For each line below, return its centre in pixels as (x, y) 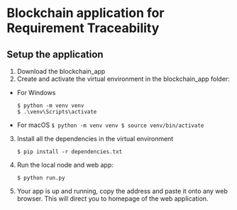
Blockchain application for (86, 13)
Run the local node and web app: (65, 165)
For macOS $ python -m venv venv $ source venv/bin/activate (110, 125)
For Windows (36, 93)
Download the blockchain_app (61, 71)
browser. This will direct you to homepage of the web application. (112, 199)
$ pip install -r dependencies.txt (70, 152)
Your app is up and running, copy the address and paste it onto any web (122, 191)
